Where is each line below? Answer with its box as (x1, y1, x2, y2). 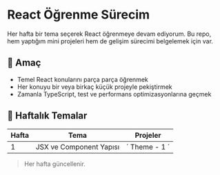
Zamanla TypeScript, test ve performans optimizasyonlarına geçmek (17, 90, 212, 98)
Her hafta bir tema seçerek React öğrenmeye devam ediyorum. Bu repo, (7, 30, 212, 38)
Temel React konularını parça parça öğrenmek (17, 75, 148, 83)
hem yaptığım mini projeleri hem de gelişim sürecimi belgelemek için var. (7, 37, 214, 45)
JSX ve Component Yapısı (35, 142, 120, 152)
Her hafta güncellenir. (23, 159, 86, 168)
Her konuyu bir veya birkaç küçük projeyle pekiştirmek (17, 83, 172, 91)
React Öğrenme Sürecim (7, 7, 150, 23)
